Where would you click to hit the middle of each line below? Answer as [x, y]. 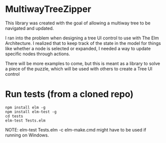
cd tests [14, 116]
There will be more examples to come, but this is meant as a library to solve [83, 63]
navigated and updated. [29, 28]
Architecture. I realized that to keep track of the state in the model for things [83, 43]
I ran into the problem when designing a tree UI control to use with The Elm [82, 38]
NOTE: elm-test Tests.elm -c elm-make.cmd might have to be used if [76, 130]
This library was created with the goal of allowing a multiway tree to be [78, 23]
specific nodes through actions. [38, 54]
